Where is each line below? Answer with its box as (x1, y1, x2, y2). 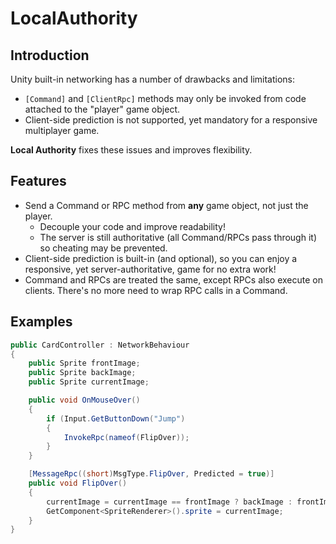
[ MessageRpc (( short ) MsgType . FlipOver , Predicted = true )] (28, 469, 275, 479)
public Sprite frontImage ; (28, 358, 141, 369)
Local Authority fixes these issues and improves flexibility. (10, 144, 253, 156)
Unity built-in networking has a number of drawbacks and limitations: (10, 73, 296, 85)
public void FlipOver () (28, 478, 128, 488)
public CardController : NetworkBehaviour (10, 340, 190, 350)
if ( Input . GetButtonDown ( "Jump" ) (46, 413, 186, 424)
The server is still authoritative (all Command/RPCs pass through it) (39, 231, 318, 243)
